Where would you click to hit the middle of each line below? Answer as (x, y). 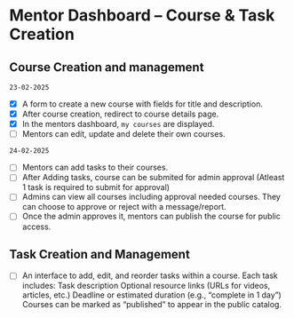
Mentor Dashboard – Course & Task (142, 16)
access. (36, 227)
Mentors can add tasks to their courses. (95, 167)
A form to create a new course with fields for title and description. (143, 104)
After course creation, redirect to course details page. (120, 114)
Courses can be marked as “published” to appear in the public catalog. (152, 305)
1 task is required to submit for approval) (96, 187)
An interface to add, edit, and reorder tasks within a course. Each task (150, 275)
